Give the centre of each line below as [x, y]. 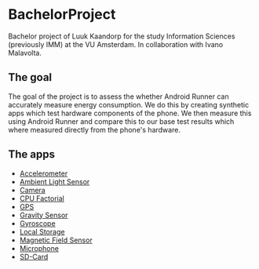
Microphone [39, 248]
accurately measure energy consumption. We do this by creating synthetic [129, 104]
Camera [32, 190]
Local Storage [42, 231]
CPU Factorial [42, 198]
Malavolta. [25, 53]
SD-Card [34, 256]
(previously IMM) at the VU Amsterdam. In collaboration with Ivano [116, 44]
